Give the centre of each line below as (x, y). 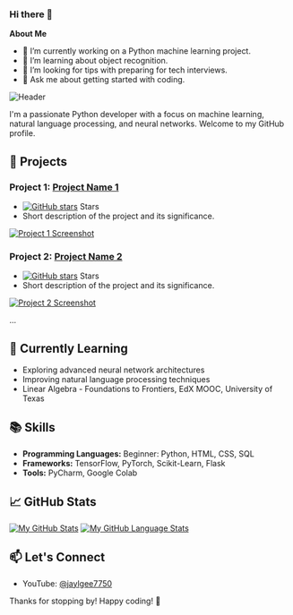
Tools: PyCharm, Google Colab (80, 473)
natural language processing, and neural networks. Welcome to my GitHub (147, 124)
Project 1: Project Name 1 (64, 187)
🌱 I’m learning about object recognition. (95, 61)
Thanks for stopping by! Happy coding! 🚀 (85, 601)
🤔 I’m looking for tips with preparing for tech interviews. (125, 70)
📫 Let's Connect (57, 557)
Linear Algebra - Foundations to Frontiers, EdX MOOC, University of (147, 389)
